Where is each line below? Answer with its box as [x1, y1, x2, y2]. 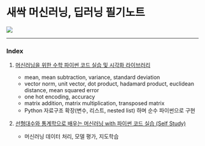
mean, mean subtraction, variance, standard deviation [24, 74, 160, 81]
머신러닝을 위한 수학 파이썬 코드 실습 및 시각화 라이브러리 [15, 62, 151, 69]
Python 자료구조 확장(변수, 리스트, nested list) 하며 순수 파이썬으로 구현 [24, 107, 195, 114]
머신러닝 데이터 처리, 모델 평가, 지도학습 [24, 133, 119, 141]
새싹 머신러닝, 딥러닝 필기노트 [6, 5, 145, 20]
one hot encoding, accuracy [24, 93, 96, 101]
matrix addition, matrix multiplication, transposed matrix [24, 100, 165, 107]
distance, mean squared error [24, 87, 99, 94]
